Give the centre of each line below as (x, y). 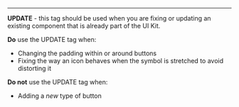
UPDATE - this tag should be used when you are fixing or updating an (109, 18)
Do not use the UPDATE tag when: (58, 82)
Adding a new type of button (59, 96)
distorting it (34, 68)
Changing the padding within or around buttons (87, 53)
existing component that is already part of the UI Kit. (84, 26)
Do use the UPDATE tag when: (52, 39)
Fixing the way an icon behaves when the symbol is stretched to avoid (121, 61)
